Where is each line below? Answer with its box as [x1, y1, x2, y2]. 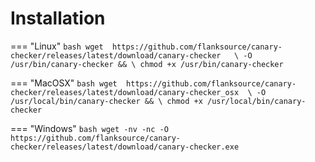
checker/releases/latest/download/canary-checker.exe [10, 142, 240, 152]
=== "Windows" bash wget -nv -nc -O [10, 122, 169, 134]
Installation [10, 7, 106, 30]
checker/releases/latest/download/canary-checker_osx [10, 87, 240, 97]
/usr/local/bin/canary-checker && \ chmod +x [10, 96, 203, 106]
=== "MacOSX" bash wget [10, 77, 118, 89]
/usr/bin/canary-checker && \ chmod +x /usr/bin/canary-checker [10, 59, 284, 69]
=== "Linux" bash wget [10, 40, 104, 52]
